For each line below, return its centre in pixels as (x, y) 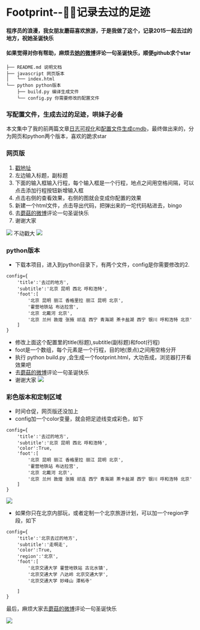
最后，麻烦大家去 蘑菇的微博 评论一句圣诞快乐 (62, 609)
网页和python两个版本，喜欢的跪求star (59, 136)
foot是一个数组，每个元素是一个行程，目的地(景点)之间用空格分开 (95, 350)
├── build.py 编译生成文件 (48, 92)
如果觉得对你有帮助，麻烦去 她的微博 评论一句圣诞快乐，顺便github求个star (98, 53)
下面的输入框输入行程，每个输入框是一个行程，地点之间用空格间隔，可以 (104, 183)
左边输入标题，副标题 (41, 175)
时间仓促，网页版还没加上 (47, 411)
